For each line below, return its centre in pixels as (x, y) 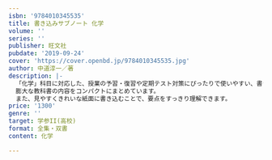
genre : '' (25, 114)
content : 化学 (31, 136)
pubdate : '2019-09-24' (47, 53)
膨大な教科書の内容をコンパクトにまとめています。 (88, 91)
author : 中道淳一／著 (41, 69)
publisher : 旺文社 (38, 46)
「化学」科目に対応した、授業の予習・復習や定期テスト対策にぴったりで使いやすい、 (136, 83)
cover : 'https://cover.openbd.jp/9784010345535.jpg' (99, 61)
